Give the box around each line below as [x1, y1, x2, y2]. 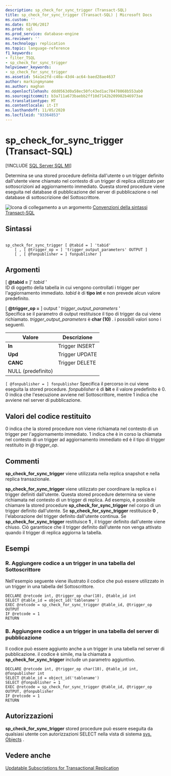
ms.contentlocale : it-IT [5, 103, 58, 108]
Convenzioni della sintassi [93, 204, 147, 210]
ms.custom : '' [5, 17, 36, 22]
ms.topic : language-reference [5, 46, 70, 51]
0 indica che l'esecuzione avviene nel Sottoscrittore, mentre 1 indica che [5, 392, 158, 398]
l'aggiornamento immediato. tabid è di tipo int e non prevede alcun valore [5, 290, 161, 296]
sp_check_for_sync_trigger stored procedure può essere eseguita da [5, 725, 153, 731]
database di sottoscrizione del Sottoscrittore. [5, 194, 100, 200]
